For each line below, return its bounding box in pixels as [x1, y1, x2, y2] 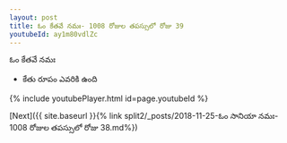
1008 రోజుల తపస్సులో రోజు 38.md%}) [9, 122, 138, 133]
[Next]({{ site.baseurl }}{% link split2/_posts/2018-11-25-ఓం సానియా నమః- [9, 111, 279, 122]
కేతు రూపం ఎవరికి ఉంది [22, 73, 98, 85]
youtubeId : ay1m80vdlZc [9, 29, 99, 38]
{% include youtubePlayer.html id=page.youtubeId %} [9, 93, 209, 104]
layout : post [9, 13, 58, 22]
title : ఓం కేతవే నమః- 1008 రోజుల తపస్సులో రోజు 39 [9, 21, 184, 30]
